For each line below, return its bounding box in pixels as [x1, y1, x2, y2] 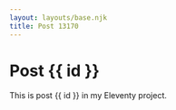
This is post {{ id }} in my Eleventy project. [9, 90, 168, 101]
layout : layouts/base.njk [9, 13, 107, 23]
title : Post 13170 [9, 22, 79, 31]
